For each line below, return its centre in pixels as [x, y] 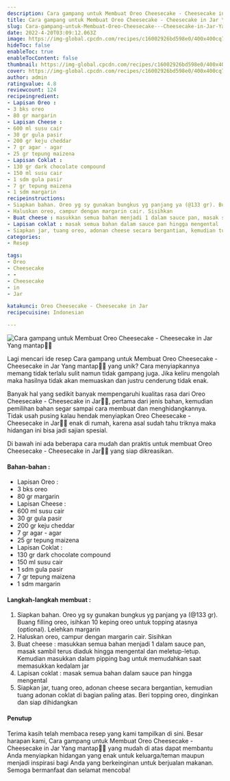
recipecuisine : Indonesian [46, 313]
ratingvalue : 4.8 [32, 84]
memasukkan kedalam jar [53, 666]
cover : [16, 71]
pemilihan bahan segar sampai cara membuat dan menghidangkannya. [107, 408]
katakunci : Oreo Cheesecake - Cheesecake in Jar [78, 306]
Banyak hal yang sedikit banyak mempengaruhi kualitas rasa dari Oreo [106, 394]
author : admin [27, 77]
